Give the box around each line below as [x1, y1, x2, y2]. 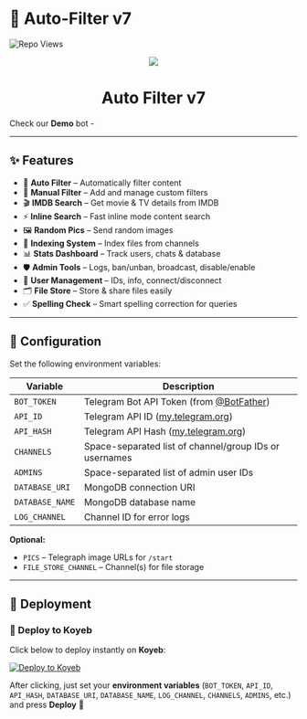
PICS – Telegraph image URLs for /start [22, 552, 174, 563]
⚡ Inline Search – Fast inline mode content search [22, 210, 211, 222]
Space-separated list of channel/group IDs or [83, 439, 281, 452]
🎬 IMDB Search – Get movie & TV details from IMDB [22, 196, 219, 208]
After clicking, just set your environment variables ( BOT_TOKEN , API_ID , [9, 680, 274, 691]
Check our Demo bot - [9, 118, 94, 129]
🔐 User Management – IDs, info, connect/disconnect [22, 274, 222, 286]
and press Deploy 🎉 [9, 699, 85, 711]
